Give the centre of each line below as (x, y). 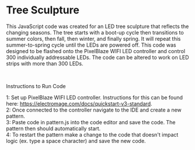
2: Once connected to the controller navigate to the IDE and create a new (94, 110)
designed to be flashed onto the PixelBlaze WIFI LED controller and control (96, 51)
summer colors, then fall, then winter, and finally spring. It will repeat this (93, 39)
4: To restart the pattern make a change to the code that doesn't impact (92, 134)
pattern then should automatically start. (53, 128)
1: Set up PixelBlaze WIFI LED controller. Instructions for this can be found (94, 97)
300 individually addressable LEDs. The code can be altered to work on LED (97, 57)
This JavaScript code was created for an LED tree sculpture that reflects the (97, 26)
